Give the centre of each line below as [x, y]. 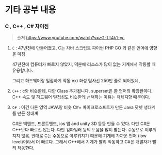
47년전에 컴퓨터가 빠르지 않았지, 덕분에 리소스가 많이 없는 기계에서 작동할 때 [84, 64]
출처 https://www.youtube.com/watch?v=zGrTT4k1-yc [71, 38]
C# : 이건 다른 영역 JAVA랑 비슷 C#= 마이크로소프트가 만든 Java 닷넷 [77, 108]
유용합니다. [23, 70]
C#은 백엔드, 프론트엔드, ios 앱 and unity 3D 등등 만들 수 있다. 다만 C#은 [81, 124]
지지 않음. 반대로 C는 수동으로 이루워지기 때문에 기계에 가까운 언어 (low [79, 136]
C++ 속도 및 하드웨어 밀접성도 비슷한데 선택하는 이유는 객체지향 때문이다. [81, 97]
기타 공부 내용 [31, 10]
